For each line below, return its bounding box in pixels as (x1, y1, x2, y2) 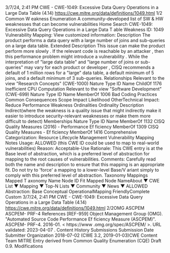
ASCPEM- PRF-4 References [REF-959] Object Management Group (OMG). (5, 211, 163, 216)
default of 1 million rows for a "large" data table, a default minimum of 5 (5, 70, 154, 76)
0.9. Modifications (5, 243, 43, 249)
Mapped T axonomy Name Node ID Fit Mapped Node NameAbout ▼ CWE (5, 178, 160, 183)
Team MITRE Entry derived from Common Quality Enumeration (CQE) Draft (5, 238, 161, 243)
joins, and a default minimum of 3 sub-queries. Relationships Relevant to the (5, 75, 165, 81)
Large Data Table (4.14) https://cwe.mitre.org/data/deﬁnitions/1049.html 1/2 (5, 10, 162, 16)
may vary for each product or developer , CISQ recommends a (24, 65, 155, 70)
